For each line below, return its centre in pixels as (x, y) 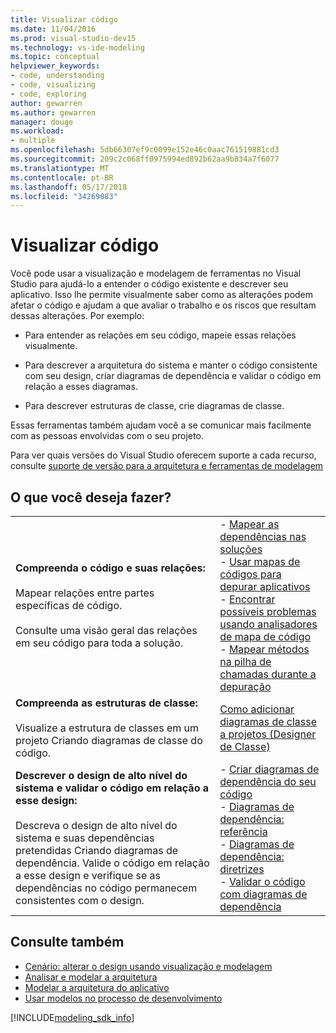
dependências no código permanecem (106, 888)
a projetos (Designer (268, 734)
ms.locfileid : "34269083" (64, 196)
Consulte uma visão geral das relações (106, 630)
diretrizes (242, 869)
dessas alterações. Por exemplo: (77, 316)
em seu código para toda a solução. (99, 643)
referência (243, 831)
